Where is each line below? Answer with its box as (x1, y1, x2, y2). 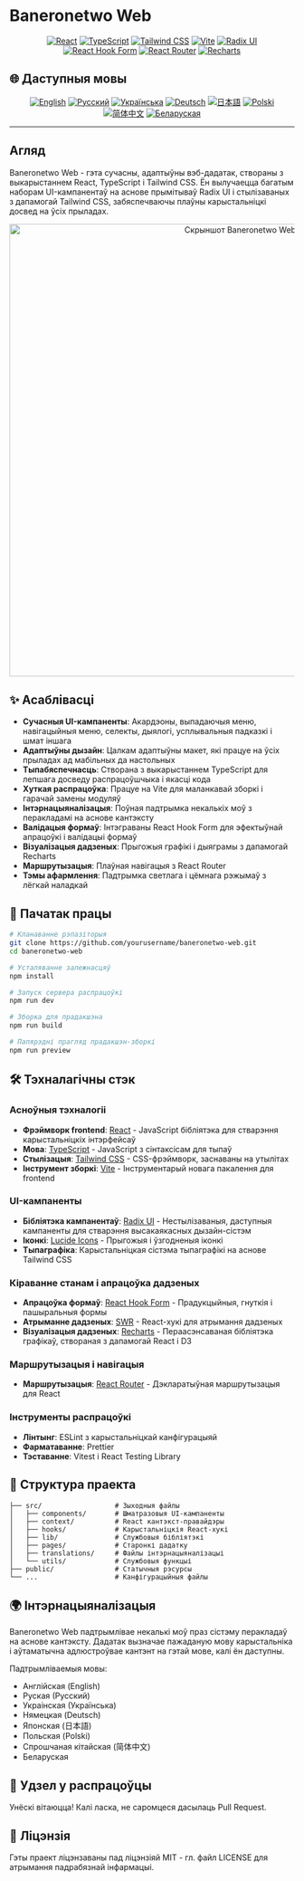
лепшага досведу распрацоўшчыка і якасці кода (22, 774, 211, 785)
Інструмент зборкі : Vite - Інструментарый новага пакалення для (22, 1162, 274, 1173)
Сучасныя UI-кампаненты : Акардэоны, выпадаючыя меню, (22, 716, 257, 727)
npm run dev (9, 997, 54, 1006)
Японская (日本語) (22, 1721, 92, 1732)
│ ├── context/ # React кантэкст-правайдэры (9, 1517, 224, 1526)
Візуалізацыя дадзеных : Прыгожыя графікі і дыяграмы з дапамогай (22, 841, 288, 852)
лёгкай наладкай (22, 880, 89, 891)
